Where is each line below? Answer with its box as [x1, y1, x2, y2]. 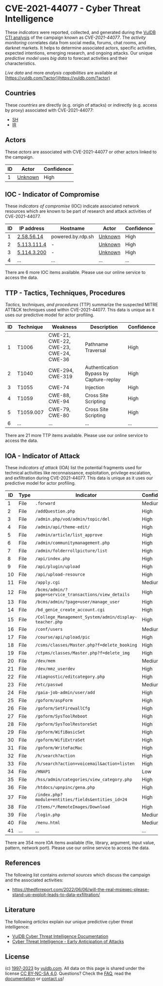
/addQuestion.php [35, 509, 75, 514]
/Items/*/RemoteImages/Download [35, 804, 110, 809]
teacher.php [35, 619, 63, 624]
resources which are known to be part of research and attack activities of [5, 208, 152, 214]
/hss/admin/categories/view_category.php [35, 777, 132, 782]
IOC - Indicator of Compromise [5, 190, 99, 199]
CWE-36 [48, 356, 69, 363]
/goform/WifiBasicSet [35, 730, 85, 735]
